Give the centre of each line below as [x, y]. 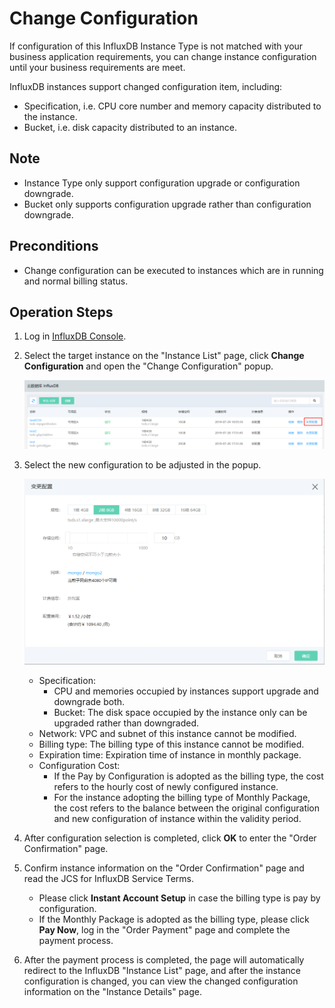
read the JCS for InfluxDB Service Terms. [108, 878]
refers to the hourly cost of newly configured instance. [166, 786]
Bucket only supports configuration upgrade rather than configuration [167, 204]
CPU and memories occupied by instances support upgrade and [186, 691]
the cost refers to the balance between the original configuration [187, 808]
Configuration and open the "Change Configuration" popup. [148, 366]
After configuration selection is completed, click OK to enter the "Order [170, 838]
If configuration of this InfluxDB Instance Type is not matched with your [156, 46]
